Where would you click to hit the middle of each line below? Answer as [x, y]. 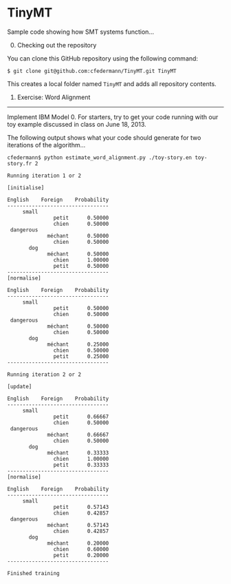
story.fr [20, 163]
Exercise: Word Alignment [54, 97]
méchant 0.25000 [78, 344]
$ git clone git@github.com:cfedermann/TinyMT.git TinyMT [92, 71]
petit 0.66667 [81, 417]
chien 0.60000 [81, 549]
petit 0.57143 [81, 507]
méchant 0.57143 [78, 525]
